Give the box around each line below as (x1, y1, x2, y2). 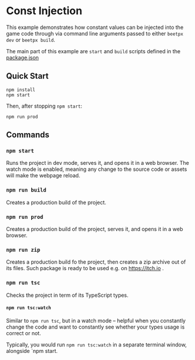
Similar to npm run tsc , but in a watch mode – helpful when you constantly (6, 317, 186, 324)
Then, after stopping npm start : (6, 102, 82, 109)
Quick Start (6, 71, 49, 81)
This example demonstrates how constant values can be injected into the (6, 24, 184, 31)
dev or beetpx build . (6, 36, 55, 43)
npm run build (6, 187, 47, 193)
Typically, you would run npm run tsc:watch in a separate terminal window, (6, 341, 187, 348)
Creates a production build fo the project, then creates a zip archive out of (6, 258, 186, 265)
